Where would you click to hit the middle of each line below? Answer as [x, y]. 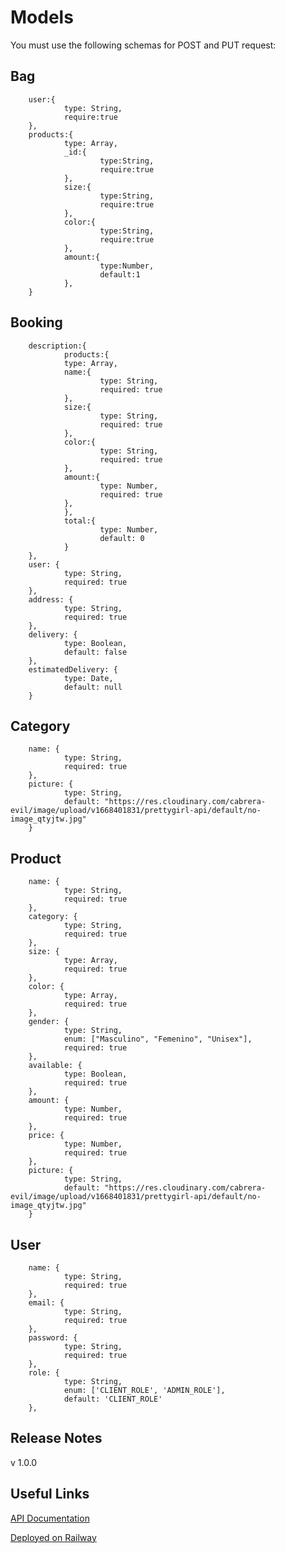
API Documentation [50, 1518]
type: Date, [88, 678]
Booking [36, 322]
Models [42, 17]
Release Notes [56, 1438]
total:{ [80, 521]
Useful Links [50, 1494]
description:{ [57, 346]
